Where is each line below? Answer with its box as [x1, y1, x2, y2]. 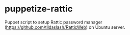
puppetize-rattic [4, 3, 73, 14]
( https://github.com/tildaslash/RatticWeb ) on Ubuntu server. [4, 24, 126, 30]
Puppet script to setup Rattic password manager [4, 19, 103, 25]
